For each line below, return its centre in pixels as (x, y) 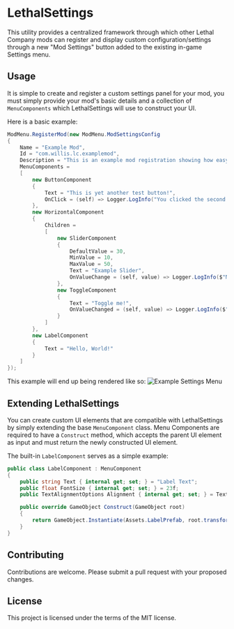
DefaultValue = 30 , (98, 251)
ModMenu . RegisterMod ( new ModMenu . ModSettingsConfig (84, 134)
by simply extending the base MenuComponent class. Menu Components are (114, 427)
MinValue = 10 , (91, 258)
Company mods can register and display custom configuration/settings (109, 39)
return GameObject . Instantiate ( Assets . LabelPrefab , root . (118, 520)
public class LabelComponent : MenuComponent (74, 468)
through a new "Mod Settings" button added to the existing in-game (105, 47)
